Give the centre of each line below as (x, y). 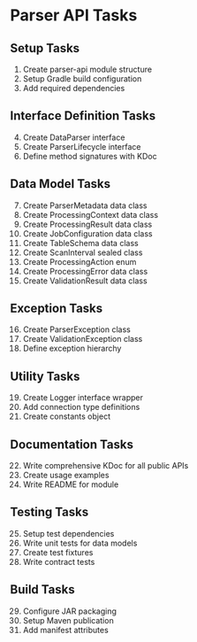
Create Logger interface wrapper (83, 398)
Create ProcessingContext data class (90, 214)
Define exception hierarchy (72, 348)
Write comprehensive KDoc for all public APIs (106, 466)
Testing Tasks (49, 512)
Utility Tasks (45, 376)
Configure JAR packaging (70, 611)
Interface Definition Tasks (83, 116)
